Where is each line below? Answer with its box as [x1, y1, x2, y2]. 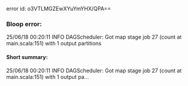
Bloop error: [6, 20, 42, 28]
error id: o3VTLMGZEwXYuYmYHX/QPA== [6, 5, 111, 12]
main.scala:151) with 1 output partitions [6, 40, 102, 47]
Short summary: [6, 53, 48, 60]
